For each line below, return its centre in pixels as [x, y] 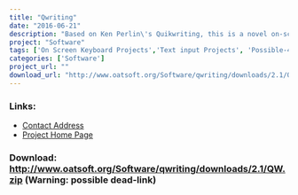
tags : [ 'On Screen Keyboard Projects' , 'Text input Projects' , [126, 51]
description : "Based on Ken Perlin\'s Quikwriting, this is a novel [138, 34]
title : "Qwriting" [43, 17]
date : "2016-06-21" [45, 26]
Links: [23, 105]
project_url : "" [39, 67]
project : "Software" [47, 42]
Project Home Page [57, 135]
